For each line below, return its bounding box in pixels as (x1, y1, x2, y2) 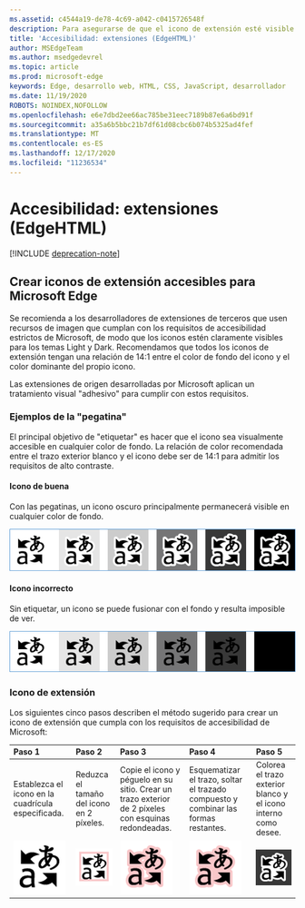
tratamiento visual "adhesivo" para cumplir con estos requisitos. (9, 388, 250, 399)
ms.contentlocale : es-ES (9, 139, 103, 149)
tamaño (75, 788, 104, 799)
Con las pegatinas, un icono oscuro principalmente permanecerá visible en (9, 501, 290, 512)
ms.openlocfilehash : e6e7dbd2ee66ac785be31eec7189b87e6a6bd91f (9, 110, 254, 120)
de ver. (9, 613, 35, 624)
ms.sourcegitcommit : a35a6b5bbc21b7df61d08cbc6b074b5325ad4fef (9, 120, 254, 129)
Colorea (255, 759, 286, 771)
